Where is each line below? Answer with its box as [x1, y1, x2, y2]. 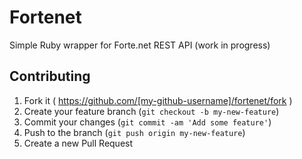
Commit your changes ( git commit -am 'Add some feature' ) [23, 116, 272, 128]
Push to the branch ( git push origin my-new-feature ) [23, 126, 246, 138]
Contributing [9, 68, 91, 85]
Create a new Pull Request [23, 137, 134, 149]
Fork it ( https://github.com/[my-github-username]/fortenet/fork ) [23, 94, 293, 106]
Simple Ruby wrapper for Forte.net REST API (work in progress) [9, 39, 271, 51]
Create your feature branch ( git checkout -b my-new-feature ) [23, 105, 280, 117]
